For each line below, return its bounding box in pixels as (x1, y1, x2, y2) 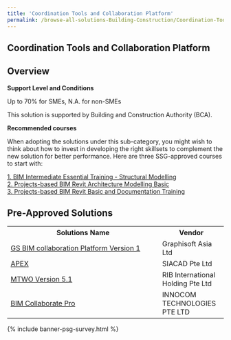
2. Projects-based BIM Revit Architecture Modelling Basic (7, 180, 170, 188)
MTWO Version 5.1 (10, 274, 73, 283)
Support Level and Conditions (7, 83, 94, 92)
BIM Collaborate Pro (10, 298, 76, 308)
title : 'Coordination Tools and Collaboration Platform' (7, 10, 174, 17)
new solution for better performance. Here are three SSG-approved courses (7, 152, 222, 160)
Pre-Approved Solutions (7, 208, 113, 219)
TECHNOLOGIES (162, 298, 217, 308)
